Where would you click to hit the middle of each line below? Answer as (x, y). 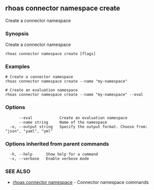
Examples (18, 67)
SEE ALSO (18, 171)
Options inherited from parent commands (57, 144)
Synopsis (17, 33)
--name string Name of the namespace (63, 122)
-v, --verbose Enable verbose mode (49, 159)
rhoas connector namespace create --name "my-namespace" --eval (74, 95)
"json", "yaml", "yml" (29, 131)
